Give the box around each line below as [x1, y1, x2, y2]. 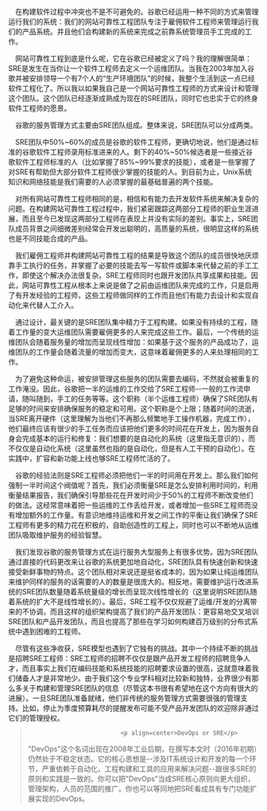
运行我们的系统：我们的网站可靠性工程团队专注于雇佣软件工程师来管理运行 [8, 17, 252, 26]
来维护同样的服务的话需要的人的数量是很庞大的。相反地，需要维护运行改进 [8, 577, 252, 587]
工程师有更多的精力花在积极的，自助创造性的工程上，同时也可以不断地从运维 [8, 521, 259, 529]
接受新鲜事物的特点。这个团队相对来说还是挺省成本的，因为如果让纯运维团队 [8, 567, 259, 576]
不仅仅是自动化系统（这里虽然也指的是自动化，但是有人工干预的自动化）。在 [8, 444, 256, 453]
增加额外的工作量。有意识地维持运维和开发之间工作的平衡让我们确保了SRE [14, 510, 258, 520]
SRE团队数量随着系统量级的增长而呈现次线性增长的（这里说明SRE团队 [21, 587, 250, 596]
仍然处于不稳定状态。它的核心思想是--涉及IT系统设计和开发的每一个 [27, 754, 250, 763]
